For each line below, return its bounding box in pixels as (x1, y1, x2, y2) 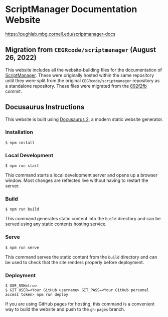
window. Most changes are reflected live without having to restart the (5, 177, 148, 183)
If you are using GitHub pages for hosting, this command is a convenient (5, 301, 154, 307)
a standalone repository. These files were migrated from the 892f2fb (5, 83, 147, 89)
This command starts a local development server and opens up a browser (5, 172, 158, 178)
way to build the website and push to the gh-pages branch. (5, 306, 125, 312)
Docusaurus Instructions (5, 103, 85, 111)
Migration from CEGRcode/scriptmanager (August (5, 45, 156, 54)
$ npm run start (5, 163, 39, 168)
